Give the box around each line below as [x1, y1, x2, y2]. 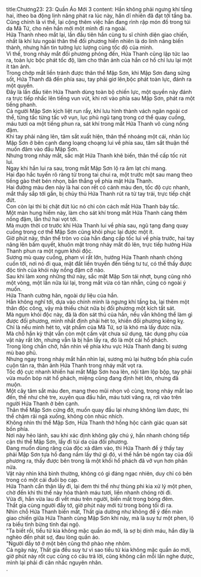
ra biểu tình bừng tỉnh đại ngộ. [6, 521, 81, 528]
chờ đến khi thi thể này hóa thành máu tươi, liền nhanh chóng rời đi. [6, 489, 172, 496]
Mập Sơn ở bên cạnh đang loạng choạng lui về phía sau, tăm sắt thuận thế [6, 139, 190, 146]
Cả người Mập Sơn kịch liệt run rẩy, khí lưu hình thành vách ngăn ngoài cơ [6, 108, 188, 114]
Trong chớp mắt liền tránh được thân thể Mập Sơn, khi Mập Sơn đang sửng [6, 69, 190, 76]
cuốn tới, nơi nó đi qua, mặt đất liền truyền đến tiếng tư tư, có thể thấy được [6, 260, 193, 267]
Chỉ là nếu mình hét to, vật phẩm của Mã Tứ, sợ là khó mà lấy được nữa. [6, 324, 182, 330]
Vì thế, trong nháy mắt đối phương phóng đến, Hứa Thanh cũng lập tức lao [6, 50, 190, 57]
